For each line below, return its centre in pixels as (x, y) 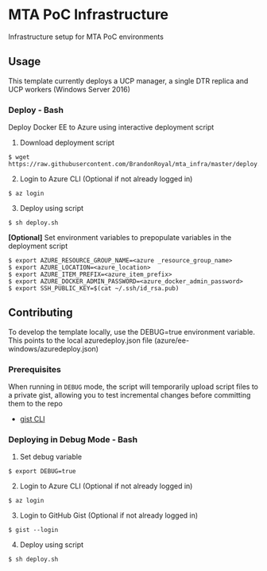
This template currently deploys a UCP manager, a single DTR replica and (128, 80)
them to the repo (36, 404)
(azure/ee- (171, 340)
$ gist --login (33, 530)
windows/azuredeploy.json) (54, 348)
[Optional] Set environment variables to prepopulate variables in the (120, 238)
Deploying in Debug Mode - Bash (73, 440)
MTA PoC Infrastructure (89, 15)
